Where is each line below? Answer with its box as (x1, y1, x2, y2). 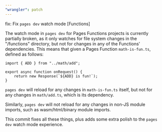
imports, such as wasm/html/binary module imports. (5, 106, 111, 112)
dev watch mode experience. (5, 121, 64, 127)
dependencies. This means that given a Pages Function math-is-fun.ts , (5, 46, 151, 52)
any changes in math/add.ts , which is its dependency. (5, 92, 114, 98)
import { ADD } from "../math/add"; (5, 61, 80, 66)
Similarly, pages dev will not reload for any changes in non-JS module (5, 101, 145, 107)
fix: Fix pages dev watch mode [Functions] (5, 21, 90, 27)
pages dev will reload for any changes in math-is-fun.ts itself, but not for (5, 87, 153, 93)
